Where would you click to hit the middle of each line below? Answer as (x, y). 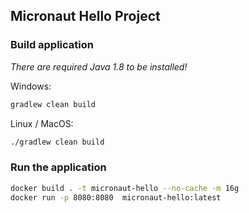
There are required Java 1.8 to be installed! (99, 66)
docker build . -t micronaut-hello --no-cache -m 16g (125, 188)
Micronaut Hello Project (85, 16)
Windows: (31, 86)
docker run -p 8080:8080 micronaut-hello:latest (116, 197)
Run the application (58, 167)
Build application (52, 45)
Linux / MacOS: (42, 123)
